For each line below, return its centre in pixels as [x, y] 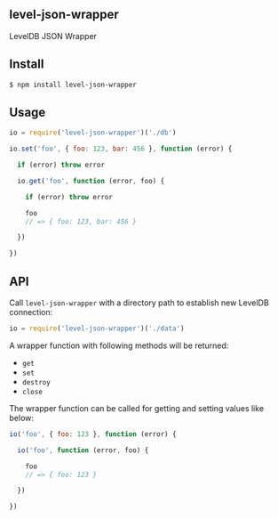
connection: [31, 312]
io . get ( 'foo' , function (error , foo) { [91, 181]
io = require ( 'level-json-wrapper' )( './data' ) [97, 328]
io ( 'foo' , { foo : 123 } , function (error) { [93, 434]
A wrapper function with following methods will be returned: [119, 345]
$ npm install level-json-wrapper [73, 85]
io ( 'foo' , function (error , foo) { [83, 450]
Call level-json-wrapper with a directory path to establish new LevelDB [139, 303]
